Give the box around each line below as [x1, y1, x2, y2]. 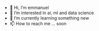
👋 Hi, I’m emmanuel [9, 5, 49, 10]
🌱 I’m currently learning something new [9, 15, 89, 21]
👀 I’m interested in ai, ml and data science [9, 10, 94, 16]
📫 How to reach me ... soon [9, 21, 67, 27]
